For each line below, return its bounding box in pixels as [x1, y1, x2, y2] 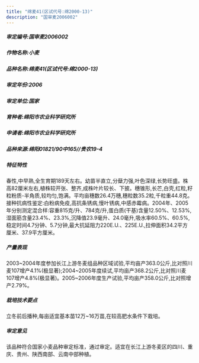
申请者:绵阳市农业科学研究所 [6, 129, 76, 137]
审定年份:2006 [6, 81, 43, 89]
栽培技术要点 [6, 297, 37, 304]
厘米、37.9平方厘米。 [6, 229, 58, 236]
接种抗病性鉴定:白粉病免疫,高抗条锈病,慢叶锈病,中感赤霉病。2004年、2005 [6, 199, 188, 207]
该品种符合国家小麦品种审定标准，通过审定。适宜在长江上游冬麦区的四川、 [6, 343, 188, 351]
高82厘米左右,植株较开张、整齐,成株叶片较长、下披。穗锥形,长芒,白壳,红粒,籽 [6, 184, 193, 192]
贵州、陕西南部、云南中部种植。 [16, 351, 95, 358]
